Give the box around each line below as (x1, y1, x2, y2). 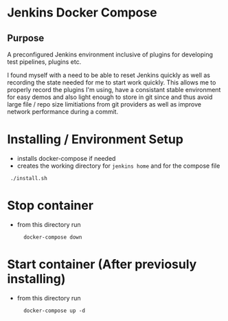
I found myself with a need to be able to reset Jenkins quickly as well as (7, 71, 211, 79)
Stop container (7, 198, 94, 214)
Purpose (7, 32, 45, 44)
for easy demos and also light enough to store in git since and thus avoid (7, 93, 213, 101)
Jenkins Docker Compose (7, 5, 157, 21)
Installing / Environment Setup (7, 132, 184, 147)
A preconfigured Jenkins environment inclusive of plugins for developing (7, 50, 214, 58)
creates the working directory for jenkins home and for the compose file (16, 162, 220, 170)
